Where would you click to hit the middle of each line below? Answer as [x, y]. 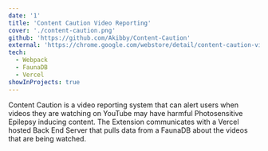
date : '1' [25, 15]
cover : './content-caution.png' [62, 30]
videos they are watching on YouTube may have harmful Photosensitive [126, 113]
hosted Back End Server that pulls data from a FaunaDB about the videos [128, 130]
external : [25, 45]
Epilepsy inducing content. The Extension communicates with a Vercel [124, 122]
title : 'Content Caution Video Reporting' [80, 23]
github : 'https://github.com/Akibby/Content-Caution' [100, 38]
